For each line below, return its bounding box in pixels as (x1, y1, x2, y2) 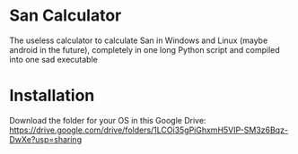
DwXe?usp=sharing (9, 133, 83, 144)
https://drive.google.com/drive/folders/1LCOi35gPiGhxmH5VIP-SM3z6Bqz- (9, 124, 289, 135)
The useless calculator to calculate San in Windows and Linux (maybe (9, 35, 268, 46)
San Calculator (9, 5, 122, 26)
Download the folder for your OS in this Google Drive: (9, 115, 206, 125)
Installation (9, 86, 95, 106)
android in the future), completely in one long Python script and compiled (9, 44, 280, 55)
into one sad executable (9, 54, 99, 64)
